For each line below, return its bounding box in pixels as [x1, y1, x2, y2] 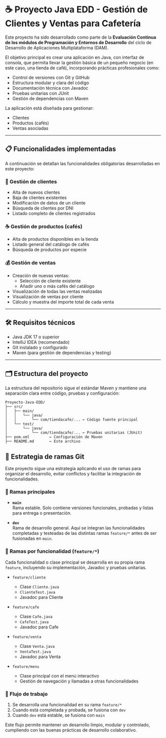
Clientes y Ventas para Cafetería [5, 18, 141, 29]
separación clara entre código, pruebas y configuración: [5, 390, 120, 396]
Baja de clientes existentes [12, 195, 67, 201]
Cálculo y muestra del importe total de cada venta [12, 299, 114, 305]
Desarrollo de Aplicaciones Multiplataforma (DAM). [5, 45, 109, 51]
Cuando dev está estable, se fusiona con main [12, 712, 105, 718]
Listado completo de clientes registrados [12, 211, 95, 216]
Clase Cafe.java [19, 613, 53, 619]
